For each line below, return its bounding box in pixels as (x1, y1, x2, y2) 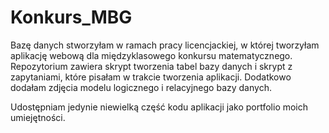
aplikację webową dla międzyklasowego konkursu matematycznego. (10, 49, 293, 61)
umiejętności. (10, 111, 66, 123)
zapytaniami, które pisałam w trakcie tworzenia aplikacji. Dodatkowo (10, 71, 292, 83)
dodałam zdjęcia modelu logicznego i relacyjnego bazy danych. (10, 81, 272, 93)
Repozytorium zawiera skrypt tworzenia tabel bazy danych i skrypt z (10, 60, 293, 72)
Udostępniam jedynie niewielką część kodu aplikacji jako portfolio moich (10, 101, 309, 113)
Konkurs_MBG (10, 6, 133, 29)
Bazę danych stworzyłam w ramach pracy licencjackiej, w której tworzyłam (10, 39, 320, 51)
